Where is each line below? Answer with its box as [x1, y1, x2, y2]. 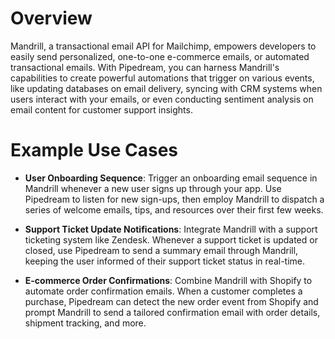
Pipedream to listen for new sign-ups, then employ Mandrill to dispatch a [24, 193, 325, 205]
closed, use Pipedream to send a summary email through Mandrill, [24, 244, 299, 256]
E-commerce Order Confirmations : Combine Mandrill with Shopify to [24, 274, 313, 286]
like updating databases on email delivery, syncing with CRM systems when [10, 82, 323, 94]
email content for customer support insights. [10, 103, 193, 116]
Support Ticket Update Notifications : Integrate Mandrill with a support [24, 223, 318, 235]
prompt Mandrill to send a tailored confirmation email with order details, [24, 306, 321, 318]
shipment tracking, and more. [24, 317, 147, 329]
